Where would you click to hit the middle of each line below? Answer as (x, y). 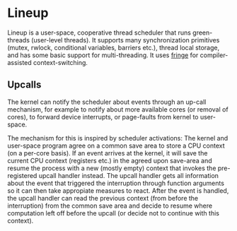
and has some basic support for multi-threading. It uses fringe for (103, 55)
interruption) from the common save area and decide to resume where (110, 206)
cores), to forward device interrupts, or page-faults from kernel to (103, 117)
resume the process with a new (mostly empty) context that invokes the (112, 168)
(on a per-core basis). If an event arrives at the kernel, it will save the (108, 153)
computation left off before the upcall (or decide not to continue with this (113, 213)
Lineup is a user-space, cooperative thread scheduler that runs (99, 32)
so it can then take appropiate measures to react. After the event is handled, (118, 190)
